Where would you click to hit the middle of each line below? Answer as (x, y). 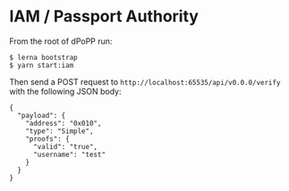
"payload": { (42, 115)
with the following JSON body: (66, 91)
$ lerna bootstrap (43, 57)
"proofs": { (47, 139)
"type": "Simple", (59, 131)
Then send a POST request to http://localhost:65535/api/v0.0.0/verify (145, 81)
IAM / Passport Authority (104, 17)
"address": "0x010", (64, 123)
